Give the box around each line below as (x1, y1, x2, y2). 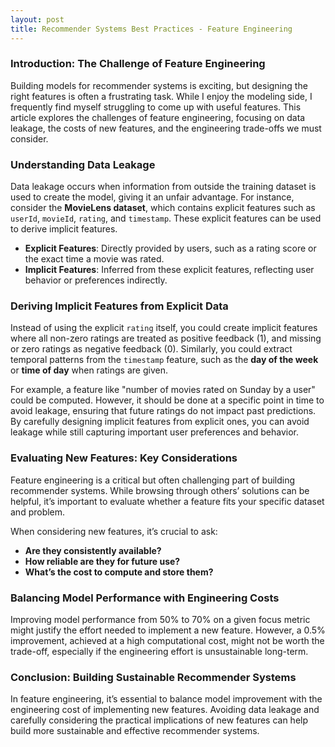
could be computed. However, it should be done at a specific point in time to (10, 394, 325, 406)
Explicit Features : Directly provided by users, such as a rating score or (24, 242, 317, 255)
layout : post (10, 14, 65, 25)
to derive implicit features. (10, 223, 118, 235)
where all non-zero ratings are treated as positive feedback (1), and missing (10, 332, 322, 345)
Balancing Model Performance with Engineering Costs (10, 591, 280, 605)
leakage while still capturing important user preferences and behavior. (10, 426, 300, 438)
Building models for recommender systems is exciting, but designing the (10, 79, 308, 91)
